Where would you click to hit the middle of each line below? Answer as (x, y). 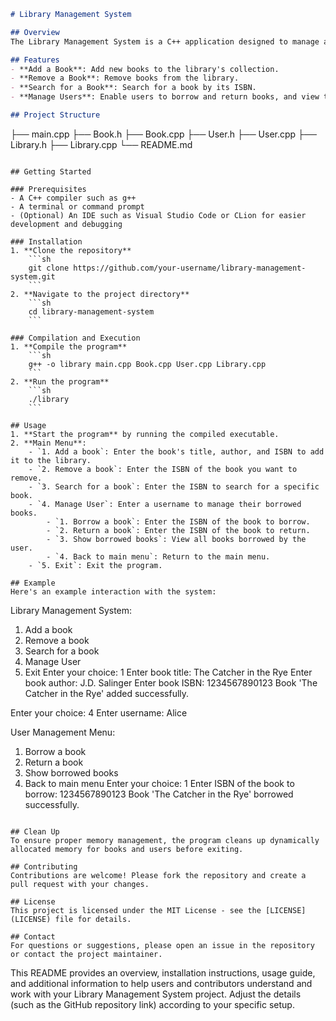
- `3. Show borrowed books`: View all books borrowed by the (176, 539)
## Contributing (44, 866)
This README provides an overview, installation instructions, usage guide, (163, 972)
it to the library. (51, 460)
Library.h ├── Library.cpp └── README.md (101, 144)
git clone (49, 268)
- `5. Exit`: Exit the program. (95, 565)
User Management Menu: (63, 732)
